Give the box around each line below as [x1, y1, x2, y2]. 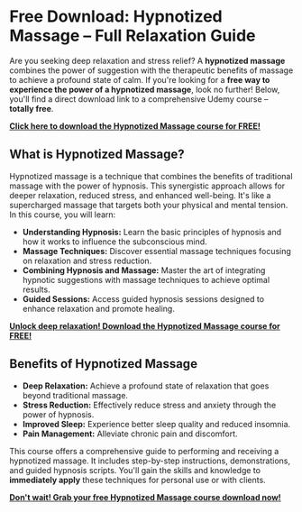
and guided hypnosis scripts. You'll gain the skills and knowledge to [9, 464, 261, 475]
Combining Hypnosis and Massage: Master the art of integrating [22, 264, 266, 276]
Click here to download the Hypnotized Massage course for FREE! [9, 120, 261, 132]
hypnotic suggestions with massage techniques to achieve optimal [22, 274, 270, 285]
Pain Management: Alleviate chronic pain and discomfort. [22, 428, 238, 439]
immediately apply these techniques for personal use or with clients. [9, 474, 266, 485]
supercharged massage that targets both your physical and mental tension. [9, 199, 288, 210]
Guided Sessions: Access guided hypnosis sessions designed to [22, 293, 264, 304]
